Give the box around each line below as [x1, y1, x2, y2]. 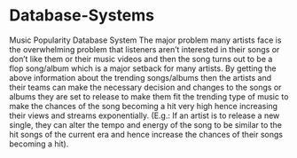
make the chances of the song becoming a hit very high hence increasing [9, 100, 277, 111]
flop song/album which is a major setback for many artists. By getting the [9, 63, 277, 74]
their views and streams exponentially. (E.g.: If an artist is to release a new [9, 110, 280, 121]
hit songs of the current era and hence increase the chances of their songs [9, 129, 284, 139]
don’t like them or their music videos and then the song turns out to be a [9, 53, 273, 64]
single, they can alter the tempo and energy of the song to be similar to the [9, 119, 282, 130]
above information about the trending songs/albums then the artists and [9, 72, 272, 83]
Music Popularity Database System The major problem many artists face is [9, 35, 282, 45]
